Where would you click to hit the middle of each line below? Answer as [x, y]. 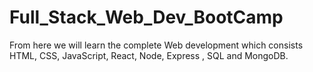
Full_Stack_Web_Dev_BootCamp [146, 17]
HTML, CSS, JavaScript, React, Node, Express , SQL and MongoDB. [149, 55]
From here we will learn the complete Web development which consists [156, 45]
